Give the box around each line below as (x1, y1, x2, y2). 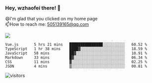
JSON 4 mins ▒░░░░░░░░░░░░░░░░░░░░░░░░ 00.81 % (5, 64, 148, 69)
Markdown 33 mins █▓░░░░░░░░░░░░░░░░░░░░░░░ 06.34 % (5, 55, 148, 60)
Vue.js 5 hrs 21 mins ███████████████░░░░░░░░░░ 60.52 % (5, 42, 148, 47)
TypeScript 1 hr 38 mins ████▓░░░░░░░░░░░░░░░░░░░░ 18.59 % (5, 47, 148, 52)
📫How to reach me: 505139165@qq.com (5, 21, 89, 27)
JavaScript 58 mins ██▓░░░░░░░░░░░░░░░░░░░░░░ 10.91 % (5, 51, 148, 56)
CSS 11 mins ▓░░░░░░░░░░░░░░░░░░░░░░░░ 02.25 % (5, 60, 148, 65)
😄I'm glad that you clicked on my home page (5, 16, 98, 22)
